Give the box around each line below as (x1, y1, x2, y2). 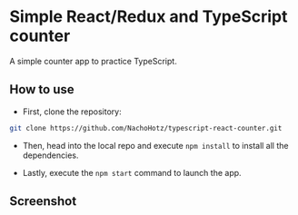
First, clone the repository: (22, 106, 122, 117)
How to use (9, 82, 74, 97)
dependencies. (22, 150, 79, 161)
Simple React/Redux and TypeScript (9, 6, 288, 27)
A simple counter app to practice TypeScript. (9, 55, 177, 66)
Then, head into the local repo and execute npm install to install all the (22, 140, 289, 151)
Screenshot (9, 193, 77, 210)
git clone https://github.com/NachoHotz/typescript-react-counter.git (9, 123, 283, 132)
